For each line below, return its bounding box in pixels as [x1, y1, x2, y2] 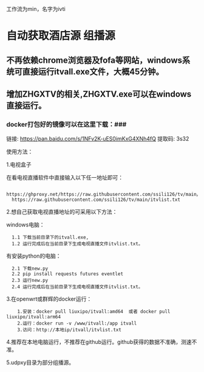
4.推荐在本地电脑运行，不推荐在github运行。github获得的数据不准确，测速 [6, 339, 192, 346]
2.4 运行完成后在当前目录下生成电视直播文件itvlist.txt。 [12, 284, 143, 290]
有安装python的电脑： [6, 252, 61, 260]
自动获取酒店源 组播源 [6, 29, 115, 43]
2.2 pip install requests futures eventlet [12, 271, 123, 277]
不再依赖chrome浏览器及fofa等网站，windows [6, 55, 183, 65]
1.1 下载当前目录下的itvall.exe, [12, 234, 89, 240]
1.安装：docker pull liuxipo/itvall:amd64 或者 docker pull [17, 309, 171, 315]
